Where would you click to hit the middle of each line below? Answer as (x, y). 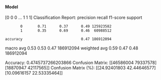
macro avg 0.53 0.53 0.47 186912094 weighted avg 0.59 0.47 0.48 (72, 48)
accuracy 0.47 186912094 (58, 39)
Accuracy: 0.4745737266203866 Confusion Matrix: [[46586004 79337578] (81, 63)
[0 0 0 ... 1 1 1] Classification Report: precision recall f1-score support (74, 17)
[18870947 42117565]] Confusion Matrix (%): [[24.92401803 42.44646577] (80, 68)
